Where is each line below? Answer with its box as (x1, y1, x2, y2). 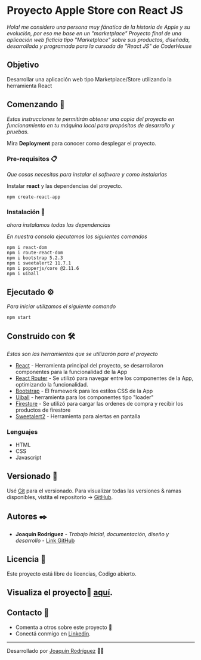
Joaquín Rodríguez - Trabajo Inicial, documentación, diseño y (15, 530, 169, 537)
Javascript (15, 454, 42, 461)
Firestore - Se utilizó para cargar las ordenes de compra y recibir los (15, 400, 184, 407)
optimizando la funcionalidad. (15, 381, 88, 388)
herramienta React (7, 82, 52, 89)
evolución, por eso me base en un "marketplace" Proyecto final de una (7, 29, 181, 37)
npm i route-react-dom (7, 250, 63, 256)
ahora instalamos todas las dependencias (7, 221, 111, 229)
